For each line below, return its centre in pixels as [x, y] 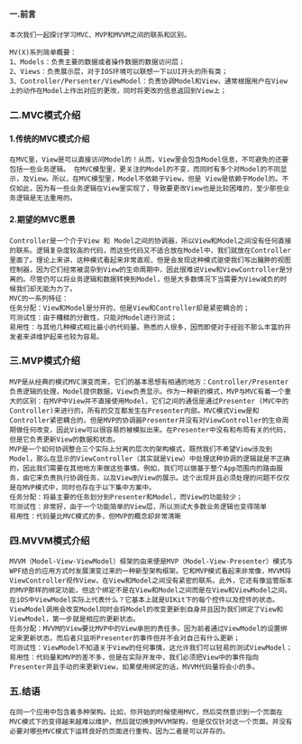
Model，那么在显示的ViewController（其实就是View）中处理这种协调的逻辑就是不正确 [150, 459]
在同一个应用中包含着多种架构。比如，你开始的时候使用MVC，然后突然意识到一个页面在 [146, 712]
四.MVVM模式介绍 [50, 540]
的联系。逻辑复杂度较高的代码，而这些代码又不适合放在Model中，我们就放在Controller [150, 250]
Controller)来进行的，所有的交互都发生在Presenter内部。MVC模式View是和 [134, 411]
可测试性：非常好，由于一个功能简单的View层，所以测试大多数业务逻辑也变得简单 [138, 507]
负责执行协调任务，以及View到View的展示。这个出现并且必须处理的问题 [156, 478]
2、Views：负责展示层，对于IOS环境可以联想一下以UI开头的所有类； [119, 72]
